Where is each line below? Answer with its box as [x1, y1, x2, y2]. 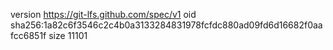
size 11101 [48, 30, 88, 41]
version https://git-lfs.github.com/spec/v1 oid [10, 9, 197, 20]
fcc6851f [10, 30, 47, 41]
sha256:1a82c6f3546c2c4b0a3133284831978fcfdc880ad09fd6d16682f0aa [10, 19, 323, 31]
